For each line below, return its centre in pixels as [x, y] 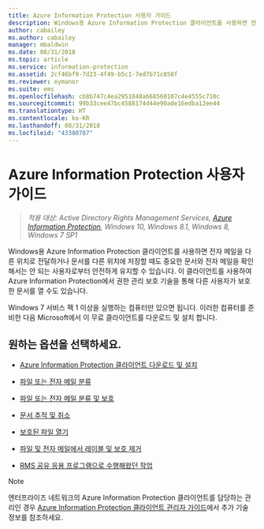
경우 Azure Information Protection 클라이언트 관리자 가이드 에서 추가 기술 [136, 508]
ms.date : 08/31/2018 [42, 52]
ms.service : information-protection [68, 67]
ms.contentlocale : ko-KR [49, 118]
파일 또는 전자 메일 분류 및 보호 [67, 399]
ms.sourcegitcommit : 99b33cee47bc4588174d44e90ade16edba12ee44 [114, 103]
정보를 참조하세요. [36, 517]
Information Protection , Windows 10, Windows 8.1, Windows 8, [128, 227]
